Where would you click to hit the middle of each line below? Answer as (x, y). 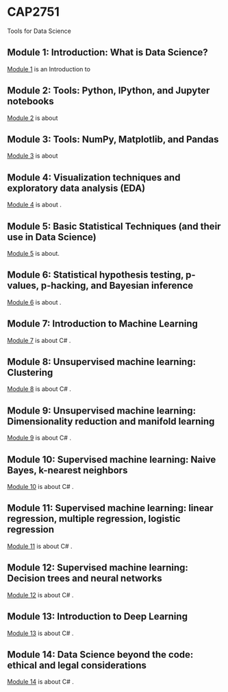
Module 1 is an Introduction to (49, 69)
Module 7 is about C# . (39, 340)
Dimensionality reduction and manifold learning (111, 421)
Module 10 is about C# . (40, 487)
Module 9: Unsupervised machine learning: (102, 410)
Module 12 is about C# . (40, 595)
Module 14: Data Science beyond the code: (100, 655)
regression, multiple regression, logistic (94, 519)
